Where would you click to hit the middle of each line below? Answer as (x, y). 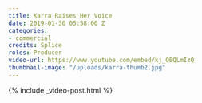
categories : (28, 30)
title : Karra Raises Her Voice (60, 16)
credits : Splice (35, 46)
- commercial (30, 38)
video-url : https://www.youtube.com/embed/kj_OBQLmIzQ (101, 61)
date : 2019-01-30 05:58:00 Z (57, 23)
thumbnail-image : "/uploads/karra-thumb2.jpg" (87, 68)
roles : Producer (35, 53)
